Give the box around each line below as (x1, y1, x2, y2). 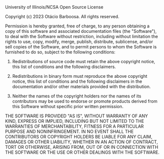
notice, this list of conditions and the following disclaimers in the (12, 78, 142, 84)
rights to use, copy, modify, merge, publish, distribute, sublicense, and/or (5, 39, 153, 45)
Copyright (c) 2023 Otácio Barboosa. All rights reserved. (5, 14, 119, 19)
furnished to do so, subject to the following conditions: (5, 49, 115, 55)
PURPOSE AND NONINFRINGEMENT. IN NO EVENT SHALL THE (5, 129, 134, 134)
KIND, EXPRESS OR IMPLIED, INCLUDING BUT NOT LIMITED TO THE (5, 118, 144, 124)
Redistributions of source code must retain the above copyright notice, (12, 59, 156, 64)
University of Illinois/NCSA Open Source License (5, 4, 104, 10)
